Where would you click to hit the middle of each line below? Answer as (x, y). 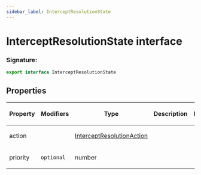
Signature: (22, 60)
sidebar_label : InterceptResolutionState (59, 12)
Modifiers (55, 113)
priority (19, 157)
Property (22, 113)
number (86, 157)
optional (53, 157)
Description (170, 113)
